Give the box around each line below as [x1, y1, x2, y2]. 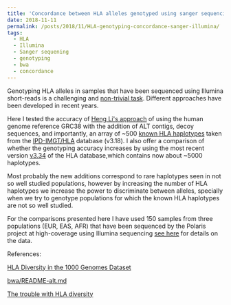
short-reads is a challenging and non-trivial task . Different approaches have [7, 94, 222, 102]
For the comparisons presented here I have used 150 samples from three [7, 214, 213, 222]
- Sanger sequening [13, 49, 69, 56]
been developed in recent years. [7, 101, 99, 109]
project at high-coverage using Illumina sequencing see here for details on [7, 229, 219, 238]
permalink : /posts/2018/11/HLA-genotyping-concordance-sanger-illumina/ [7, 23, 220, 30]
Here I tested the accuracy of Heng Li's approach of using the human [7, 114, 203, 123]
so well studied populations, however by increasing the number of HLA [7, 179, 208, 187]
